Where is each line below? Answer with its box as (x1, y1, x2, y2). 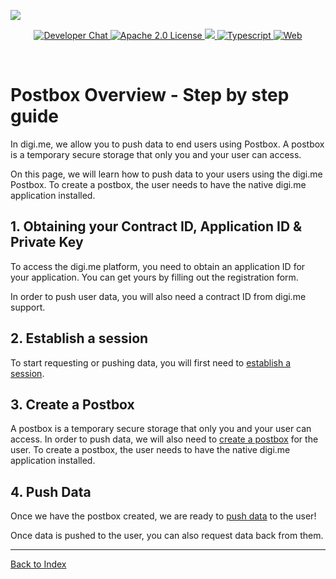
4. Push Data (10, 483, 92, 500)
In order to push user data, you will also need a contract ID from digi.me (10, 290, 307, 302)
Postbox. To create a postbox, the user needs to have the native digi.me (10, 178, 307, 190)
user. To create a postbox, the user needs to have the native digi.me (10, 444, 291, 456)
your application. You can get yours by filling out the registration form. (10, 271, 299, 283)
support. (10, 301, 46, 313)
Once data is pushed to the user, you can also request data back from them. (10, 530, 324, 542)
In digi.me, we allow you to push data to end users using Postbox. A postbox (10, 138, 325, 150)
